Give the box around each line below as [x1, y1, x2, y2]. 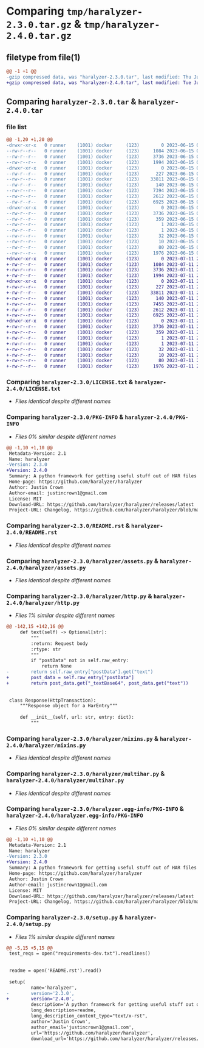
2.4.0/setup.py [6, 921, 52, 928]
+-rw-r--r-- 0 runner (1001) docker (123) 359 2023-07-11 [6, 329, 194, 336]
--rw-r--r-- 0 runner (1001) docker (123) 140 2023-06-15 [6, 182, 194, 188]
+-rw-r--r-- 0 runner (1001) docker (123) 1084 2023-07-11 [6, 261, 194, 268]
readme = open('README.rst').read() [8, 968, 102, 974]
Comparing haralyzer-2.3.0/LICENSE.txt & [6, 378, 134, 387]
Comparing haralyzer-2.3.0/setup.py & [6, 913, 124, 922]
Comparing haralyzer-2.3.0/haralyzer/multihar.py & [6, 769, 165, 778]
